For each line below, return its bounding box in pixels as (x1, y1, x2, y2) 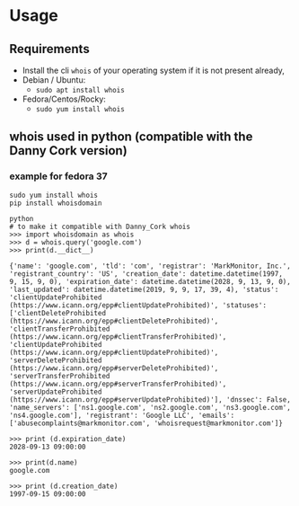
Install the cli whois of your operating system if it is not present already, (22, 65, 286, 75)
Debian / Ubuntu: (22, 75, 86, 85)
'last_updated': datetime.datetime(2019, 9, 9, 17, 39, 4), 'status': (9, 285, 279, 294)
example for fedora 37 (9, 170, 108, 182)
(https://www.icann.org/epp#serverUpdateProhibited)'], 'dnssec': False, (9, 395, 292, 404)
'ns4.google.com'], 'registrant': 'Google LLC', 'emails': (9, 411, 235, 420)
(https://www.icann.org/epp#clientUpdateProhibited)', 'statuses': (9, 300, 268, 310)
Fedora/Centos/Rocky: (22, 93, 106, 104)
